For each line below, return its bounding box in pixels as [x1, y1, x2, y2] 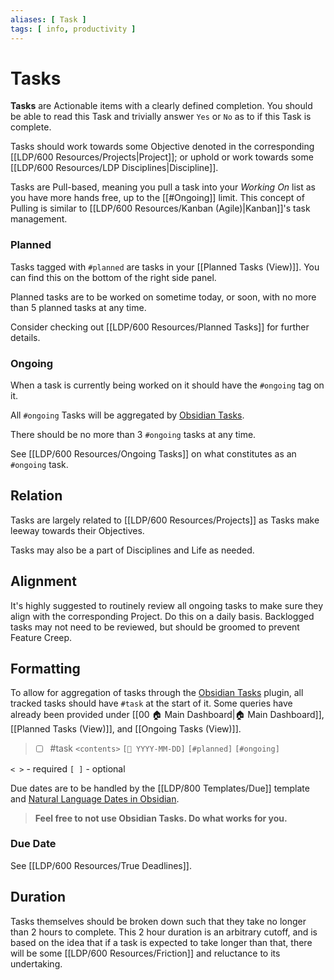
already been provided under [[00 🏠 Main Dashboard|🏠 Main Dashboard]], [10, 709, 325, 721]
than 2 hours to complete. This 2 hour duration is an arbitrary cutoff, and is [10, 926, 318, 938]
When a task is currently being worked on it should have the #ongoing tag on [10, 379, 325, 391]
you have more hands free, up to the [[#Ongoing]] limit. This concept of [10, 192, 305, 204]
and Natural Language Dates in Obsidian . [10, 792, 180, 805]
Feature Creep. [10, 631, 73, 643]
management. [10, 213, 68, 225]
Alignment [10, 573, 77, 590]
